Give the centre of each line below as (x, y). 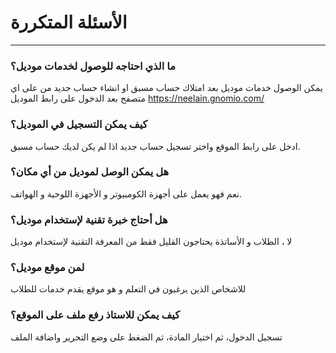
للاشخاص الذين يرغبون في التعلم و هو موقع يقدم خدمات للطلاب (128, 289)
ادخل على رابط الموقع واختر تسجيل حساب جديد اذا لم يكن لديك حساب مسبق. (155, 146)
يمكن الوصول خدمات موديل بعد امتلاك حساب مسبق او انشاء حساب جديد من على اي (166, 88)
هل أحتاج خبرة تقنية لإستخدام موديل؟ (89, 219)
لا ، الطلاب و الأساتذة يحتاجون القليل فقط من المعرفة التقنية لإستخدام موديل (151, 242)
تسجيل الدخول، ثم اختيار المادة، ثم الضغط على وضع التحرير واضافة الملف (146, 337)
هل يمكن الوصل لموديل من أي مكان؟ (90, 172)
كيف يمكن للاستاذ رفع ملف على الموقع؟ (95, 315)
